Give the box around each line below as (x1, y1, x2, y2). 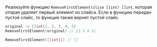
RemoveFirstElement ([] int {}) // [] (5, 37, 78, 42)
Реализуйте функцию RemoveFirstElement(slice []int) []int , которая (5, 4, 152, 10)
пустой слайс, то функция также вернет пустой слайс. (5, 15, 120, 20)
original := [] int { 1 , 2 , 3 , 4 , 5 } (5, 24, 77, 29)
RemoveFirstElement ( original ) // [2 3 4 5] (5, 28, 96, 33)
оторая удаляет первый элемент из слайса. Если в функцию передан (5, 9, 152, 15)
